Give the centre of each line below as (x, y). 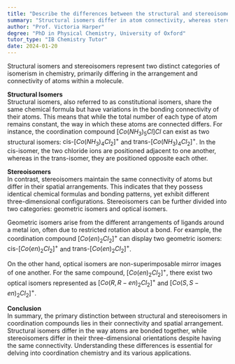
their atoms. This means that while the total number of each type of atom (112, 117)
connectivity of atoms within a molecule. (65, 81)
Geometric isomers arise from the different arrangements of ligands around (116, 223)
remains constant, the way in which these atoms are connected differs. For (115, 124)
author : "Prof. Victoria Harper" (56, 27)
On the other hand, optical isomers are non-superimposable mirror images (114, 264)
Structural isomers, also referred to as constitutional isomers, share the (109, 102)
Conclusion (24, 308)
